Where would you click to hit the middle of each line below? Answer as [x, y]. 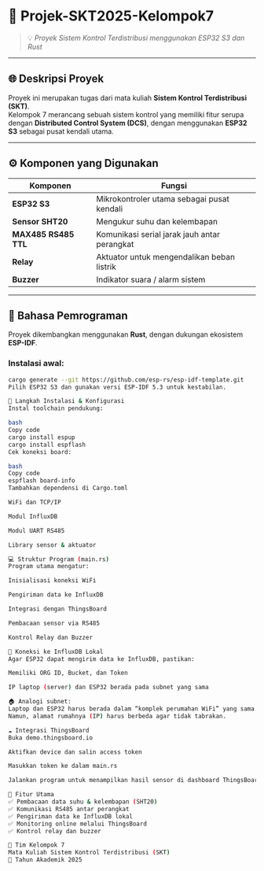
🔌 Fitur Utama [31, 795]
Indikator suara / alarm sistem [151, 279]
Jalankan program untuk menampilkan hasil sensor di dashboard [114, 781]
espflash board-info [42, 481]
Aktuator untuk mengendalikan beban [166, 257]
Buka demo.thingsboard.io [50, 738]
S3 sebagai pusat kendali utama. [61, 131]
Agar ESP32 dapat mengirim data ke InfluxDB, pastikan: [101, 659]
